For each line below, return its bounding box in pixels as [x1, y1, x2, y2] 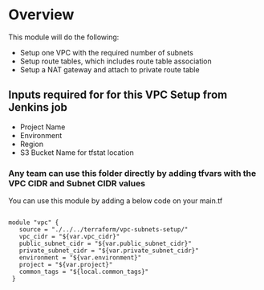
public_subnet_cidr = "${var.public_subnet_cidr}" [18, 239, 193, 248]
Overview [8, 6, 75, 24]
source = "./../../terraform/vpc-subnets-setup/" [18, 226, 189, 234]
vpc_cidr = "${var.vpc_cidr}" [18, 233, 120, 241]
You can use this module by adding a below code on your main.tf [8, 196, 223, 206]
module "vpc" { [8, 219, 59, 227]
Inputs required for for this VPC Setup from [8, 88, 228, 102]
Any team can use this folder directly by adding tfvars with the [8, 167, 257, 178]
